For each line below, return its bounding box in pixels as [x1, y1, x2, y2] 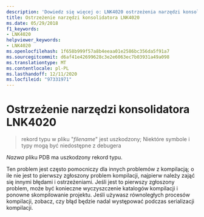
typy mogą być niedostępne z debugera [21, 142, 121, 149]
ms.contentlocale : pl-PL [6, 65, 69, 72]
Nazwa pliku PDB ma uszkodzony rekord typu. [6, 154, 123, 161]
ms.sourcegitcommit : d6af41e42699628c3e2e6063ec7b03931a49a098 [6, 54, 170, 60]
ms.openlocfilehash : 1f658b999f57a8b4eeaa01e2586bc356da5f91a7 [6, 48, 170, 55]
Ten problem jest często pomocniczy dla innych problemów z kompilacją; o [6, 165, 194, 173]
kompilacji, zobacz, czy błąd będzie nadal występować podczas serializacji [6, 198, 194, 205]
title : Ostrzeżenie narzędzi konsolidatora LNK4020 [6, 15, 140, 21]
